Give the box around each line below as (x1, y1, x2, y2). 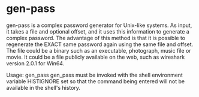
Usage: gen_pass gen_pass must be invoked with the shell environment (6, 71, 183, 78)
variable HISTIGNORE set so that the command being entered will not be (6, 77, 185, 85)
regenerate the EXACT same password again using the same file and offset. (6, 41, 194, 48)
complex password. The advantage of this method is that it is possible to (6, 34, 186, 41)
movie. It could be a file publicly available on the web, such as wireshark (6, 53, 185, 60)
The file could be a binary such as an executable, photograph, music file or (6, 47, 191, 54)
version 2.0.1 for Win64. (6, 59, 65, 67)
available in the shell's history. (6, 84, 81, 91)
